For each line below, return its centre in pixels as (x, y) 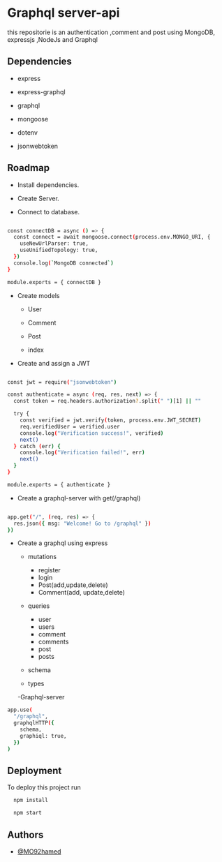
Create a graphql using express (62, 543)
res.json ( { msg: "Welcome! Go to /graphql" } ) (82, 523)
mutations (42, 557)
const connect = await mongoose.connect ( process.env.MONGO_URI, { (112, 237)
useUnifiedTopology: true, (59, 250)
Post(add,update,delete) (73, 585)
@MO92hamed (39, 851)
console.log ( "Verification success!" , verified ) (92, 433)
